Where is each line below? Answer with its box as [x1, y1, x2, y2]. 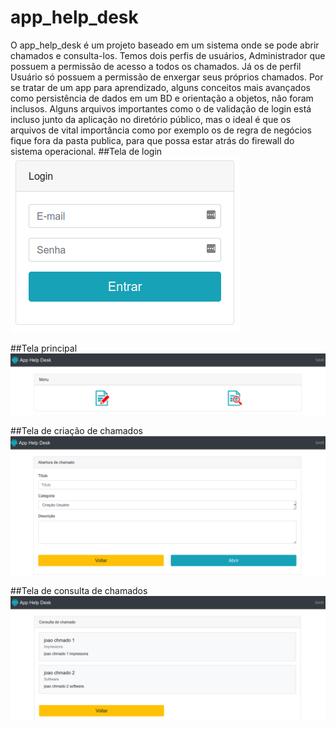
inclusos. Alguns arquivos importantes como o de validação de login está [10, 102, 312, 115]
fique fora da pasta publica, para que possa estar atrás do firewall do [10, 134, 295, 146]
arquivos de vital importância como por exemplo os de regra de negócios [10, 124, 312, 136]
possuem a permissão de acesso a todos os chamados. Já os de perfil [10, 60, 302, 72]
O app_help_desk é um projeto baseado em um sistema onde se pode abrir [10, 39, 320, 51]
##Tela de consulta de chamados [10, 585, 148, 597]
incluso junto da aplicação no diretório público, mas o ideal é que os [10, 113, 292, 125]
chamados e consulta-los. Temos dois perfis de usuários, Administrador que [10, 49, 326, 61]
